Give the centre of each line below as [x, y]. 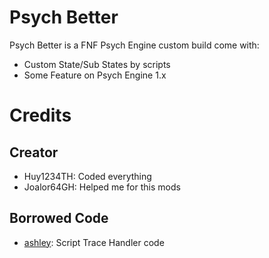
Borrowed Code [59, 218]
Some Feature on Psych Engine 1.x [95, 75]
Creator [34, 152]
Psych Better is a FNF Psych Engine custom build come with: [134, 45]
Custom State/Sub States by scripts [97, 64]
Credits [40, 115]
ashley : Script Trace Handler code [94, 242]
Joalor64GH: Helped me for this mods [102, 187]
